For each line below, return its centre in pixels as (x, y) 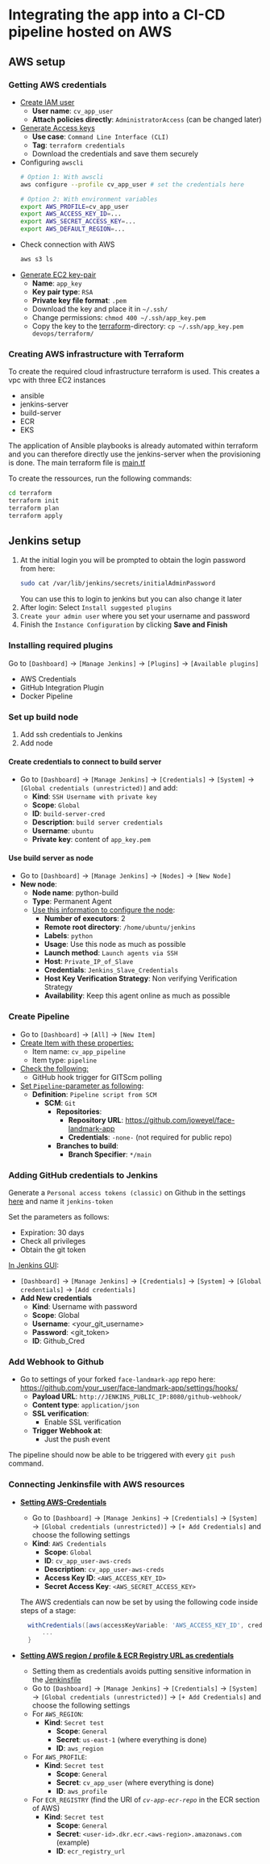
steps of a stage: (48, 1610)
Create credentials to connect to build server (85, 761)
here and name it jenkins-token (61, 1201)
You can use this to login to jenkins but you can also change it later (131, 599)
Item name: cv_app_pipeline (79, 1051)
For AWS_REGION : (58, 1714)
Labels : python (69, 936)
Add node (36, 743)
